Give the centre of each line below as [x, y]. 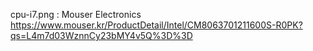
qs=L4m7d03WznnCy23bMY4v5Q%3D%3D [101, 35]
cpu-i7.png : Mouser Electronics [76, 14]
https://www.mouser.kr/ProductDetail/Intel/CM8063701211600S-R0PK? [156, 25]
